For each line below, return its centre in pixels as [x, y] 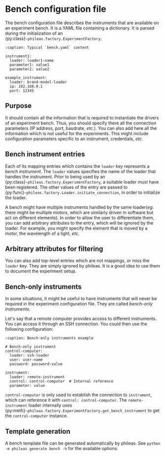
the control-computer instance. [36, 416]
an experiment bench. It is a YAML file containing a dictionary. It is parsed [80, 28]
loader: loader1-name [32, 60]
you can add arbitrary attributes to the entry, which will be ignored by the [79, 223]
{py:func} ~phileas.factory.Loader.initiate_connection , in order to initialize [82, 192]
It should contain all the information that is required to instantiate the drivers [82, 117]
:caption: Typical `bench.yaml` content [47, 47]
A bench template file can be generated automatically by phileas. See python [83, 443]
